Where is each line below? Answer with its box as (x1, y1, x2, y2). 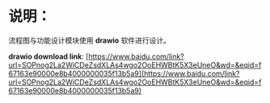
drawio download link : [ (8, 51, 89, 61)
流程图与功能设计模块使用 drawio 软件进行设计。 (8, 35, 171, 45)
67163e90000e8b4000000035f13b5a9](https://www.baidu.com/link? (8, 68, 240, 78)
